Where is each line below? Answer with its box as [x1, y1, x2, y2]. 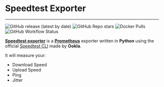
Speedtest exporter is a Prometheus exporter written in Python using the [5, 38, 154, 43]
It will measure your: [5, 52, 46, 58]
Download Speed [12, 61, 47, 68]
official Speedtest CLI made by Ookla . [5, 43, 82, 49]
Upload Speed [12, 67, 41, 72]
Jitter [12, 77, 23, 83]
